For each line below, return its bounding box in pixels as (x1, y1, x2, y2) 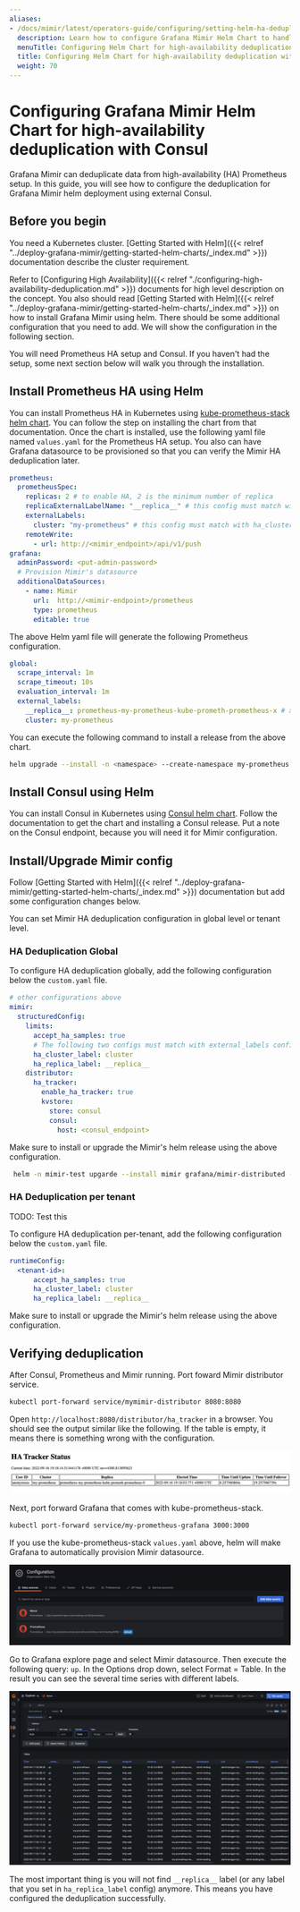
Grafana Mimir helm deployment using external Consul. (9, 188, 212, 199)
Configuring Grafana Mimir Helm (9, 101, 256, 122)
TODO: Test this (9, 1211, 68, 1221)
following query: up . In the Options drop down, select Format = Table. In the (9, 1664, 287, 1675)
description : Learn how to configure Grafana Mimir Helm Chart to (17, 33, 270, 42)
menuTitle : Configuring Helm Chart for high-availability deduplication (17, 43, 294, 52)
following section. (9, 331, 74, 342)
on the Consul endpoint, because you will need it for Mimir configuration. (9, 828, 279, 838)
